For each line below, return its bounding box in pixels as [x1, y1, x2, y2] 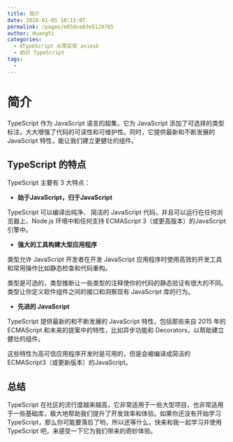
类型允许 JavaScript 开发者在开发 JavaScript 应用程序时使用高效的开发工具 [7, 256, 223, 264]
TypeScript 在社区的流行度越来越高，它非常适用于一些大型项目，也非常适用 [7, 401, 224, 409]
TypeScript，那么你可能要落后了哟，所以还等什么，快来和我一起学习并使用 [7, 418, 222, 427]
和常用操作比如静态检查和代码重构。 [7, 264, 112, 272]
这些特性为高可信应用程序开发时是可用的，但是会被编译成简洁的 [7, 350, 190, 358]
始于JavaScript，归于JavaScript [17, 193, 113, 202]
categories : [7, 36, 42, 43]
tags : [7, 56, 23, 63]
